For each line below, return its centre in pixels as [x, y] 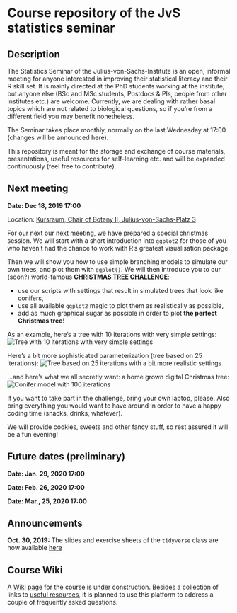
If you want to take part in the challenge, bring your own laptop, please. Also [118, 398]
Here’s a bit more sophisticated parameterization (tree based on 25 [105, 355]
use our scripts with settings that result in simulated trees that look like [121, 290]
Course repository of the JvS [94, 13]
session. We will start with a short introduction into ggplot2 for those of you [117, 240]
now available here [35, 548]
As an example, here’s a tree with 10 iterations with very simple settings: [112, 334]
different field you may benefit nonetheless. [71, 116]
